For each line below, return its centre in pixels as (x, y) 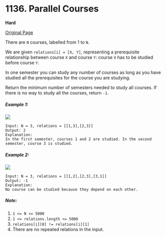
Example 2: (17, 154)
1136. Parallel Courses (52, 9)
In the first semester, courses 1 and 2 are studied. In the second (78, 139)
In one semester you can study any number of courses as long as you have (83, 72)
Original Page (19, 32)
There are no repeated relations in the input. (58, 229)
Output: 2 (16, 130)
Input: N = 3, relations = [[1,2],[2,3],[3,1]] (56, 176)
